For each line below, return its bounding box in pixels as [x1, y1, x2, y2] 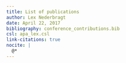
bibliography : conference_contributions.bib [6, 25, 120, 32]
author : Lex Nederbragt [6, 14, 66, 20]
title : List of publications [6, 8, 80, 15]
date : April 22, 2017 [6, 20, 61, 26]
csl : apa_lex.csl [6, 31, 50, 37]
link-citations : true [6, 37, 61, 43]
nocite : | [6, 43, 31, 49]
